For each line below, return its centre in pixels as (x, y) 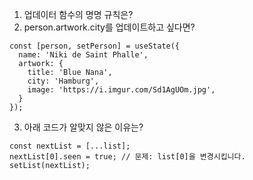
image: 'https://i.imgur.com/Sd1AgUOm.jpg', (121, 90)
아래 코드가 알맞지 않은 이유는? (83, 127)
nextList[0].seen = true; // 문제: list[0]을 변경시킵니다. (127, 157)
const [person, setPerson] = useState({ (95, 46)
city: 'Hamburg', (63, 81)
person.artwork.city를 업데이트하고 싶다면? (109, 27)
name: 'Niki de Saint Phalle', (83, 55)
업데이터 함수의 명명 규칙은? (78, 14)
